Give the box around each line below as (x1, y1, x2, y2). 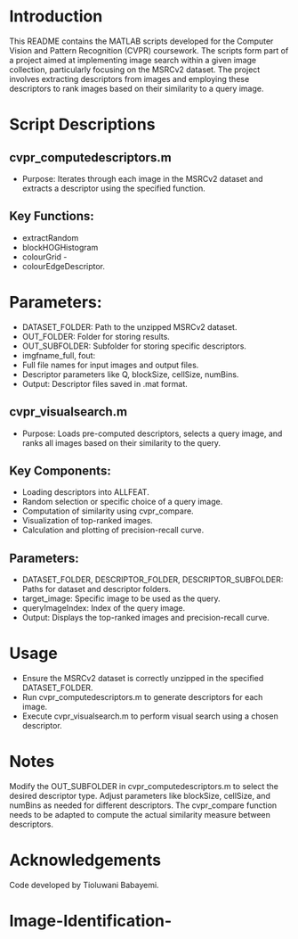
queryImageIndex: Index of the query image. (21, 603, 186, 614)
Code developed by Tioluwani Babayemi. (9, 879, 159, 890)
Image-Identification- (9, 911, 173, 931)
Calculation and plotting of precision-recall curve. (21, 524, 205, 536)
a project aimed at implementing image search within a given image (9, 54, 256, 65)
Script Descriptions (9, 114, 156, 135)
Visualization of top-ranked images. (21, 515, 153, 526)
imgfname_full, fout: (21, 350, 96, 360)
